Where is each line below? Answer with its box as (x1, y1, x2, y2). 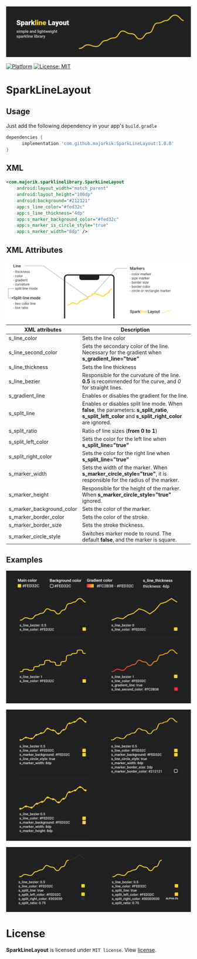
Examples (6, 555, 43, 565)
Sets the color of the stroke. (81, 514, 149, 521)
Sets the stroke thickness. (81, 521, 145, 528)
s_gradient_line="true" (81, 355, 140, 362)
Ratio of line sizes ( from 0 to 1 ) (81, 427, 158, 434)
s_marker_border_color (8, 514, 64, 521)
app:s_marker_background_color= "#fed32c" (16, 216, 119, 222)
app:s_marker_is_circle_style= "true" (16, 222, 109, 229)
